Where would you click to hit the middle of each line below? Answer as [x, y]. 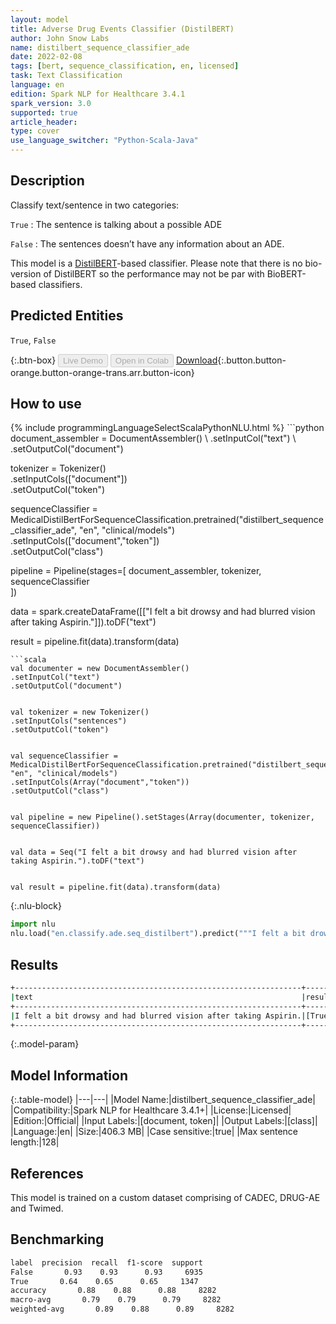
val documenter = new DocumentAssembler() [100, 669]
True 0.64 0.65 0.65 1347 [104, 1281]
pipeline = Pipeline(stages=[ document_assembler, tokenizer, [136, 571]
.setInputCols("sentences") [69, 721]
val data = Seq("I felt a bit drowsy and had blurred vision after [154, 852]
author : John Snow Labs [60, 38]
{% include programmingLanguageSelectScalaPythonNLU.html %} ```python [167, 428]
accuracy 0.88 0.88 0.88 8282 [113, 1291]
